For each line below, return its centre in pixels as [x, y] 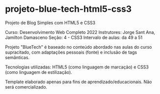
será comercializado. [26, 87]
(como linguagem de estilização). [39, 72]
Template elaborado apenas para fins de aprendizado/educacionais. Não [79, 82]
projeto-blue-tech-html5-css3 [69, 9]
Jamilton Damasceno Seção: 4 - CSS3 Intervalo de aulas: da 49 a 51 [74, 37]
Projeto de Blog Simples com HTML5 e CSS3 [50, 23]
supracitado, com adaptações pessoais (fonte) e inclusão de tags [71, 52]
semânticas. [17, 57]
